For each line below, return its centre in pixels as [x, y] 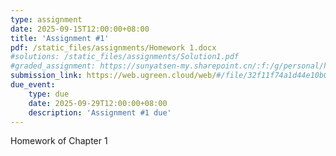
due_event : [33, 85]
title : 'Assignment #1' [60, 38]
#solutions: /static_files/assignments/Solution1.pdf [125, 57]
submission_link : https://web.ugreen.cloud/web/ [113, 76]
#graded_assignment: [53, 66]
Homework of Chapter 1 [59, 141]
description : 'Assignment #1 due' [100, 112]
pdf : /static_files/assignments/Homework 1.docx [113, 47]
